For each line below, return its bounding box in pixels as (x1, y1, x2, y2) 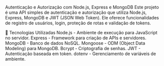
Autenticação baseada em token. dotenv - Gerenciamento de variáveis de (5, 51, 157, 57)
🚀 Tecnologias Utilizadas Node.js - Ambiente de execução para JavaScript (5, 30, 158, 35)
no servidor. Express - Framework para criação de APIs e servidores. (5, 35, 147, 41)
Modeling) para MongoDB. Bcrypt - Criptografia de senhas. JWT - (5, 46, 141, 51)
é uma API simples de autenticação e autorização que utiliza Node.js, (5, 9, 147, 15)
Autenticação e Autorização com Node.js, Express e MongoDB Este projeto (5, 4, 159, 10)
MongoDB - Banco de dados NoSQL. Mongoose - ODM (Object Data (5, 40, 146, 46)
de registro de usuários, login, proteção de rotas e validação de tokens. (5, 20, 152, 26)
